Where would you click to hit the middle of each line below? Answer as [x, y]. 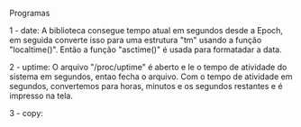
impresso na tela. [41, 95]
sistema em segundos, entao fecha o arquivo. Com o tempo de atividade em [151, 77]
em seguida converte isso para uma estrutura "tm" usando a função [136, 40]
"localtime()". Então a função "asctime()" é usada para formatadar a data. [146, 50]
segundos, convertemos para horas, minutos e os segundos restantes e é [146, 86]
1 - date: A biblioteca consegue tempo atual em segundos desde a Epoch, [146, 30]
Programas [30, 13]
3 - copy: [26, 113]
